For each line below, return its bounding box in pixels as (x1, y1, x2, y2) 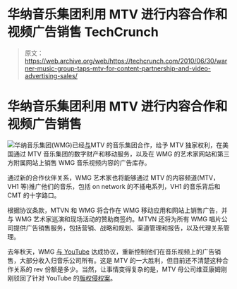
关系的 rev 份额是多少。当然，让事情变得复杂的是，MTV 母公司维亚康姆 (13, 265, 221, 273)
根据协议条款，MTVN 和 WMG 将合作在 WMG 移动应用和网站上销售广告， (7, 206, 222, 214)
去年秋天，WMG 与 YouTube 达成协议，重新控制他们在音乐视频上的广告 (7, 247, 215, 256)
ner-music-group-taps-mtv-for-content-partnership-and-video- (24, 64, 212, 73)
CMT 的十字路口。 (7, 191, 61, 199)
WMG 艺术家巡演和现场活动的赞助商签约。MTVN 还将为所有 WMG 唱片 (15, 214, 222, 223)
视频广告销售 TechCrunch (7, 24, 159, 40)
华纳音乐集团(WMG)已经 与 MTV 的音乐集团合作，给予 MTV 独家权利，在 (14, 140, 223, 149)
